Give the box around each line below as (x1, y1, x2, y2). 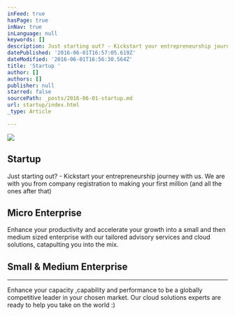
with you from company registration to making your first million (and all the (7, 179, 222, 188)
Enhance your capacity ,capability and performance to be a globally (7, 286, 203, 294)
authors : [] (7, 75, 42, 83)
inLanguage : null (7, 29, 58, 37)
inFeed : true (7, 10, 45, 18)
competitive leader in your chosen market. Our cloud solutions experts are (7, 294, 222, 302)
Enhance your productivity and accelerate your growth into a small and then (7, 226, 226, 234)
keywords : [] (7, 36, 45, 43)
